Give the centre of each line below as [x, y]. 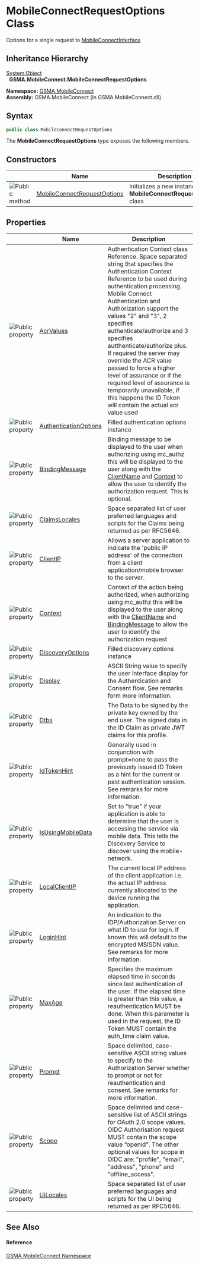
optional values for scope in [146, 1152]
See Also [23, 1227]
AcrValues [54, 331]
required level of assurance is [149, 383]
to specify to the [130, 1061]
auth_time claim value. [139, 1036]
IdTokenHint [56, 771]
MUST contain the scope [142, 1137]
